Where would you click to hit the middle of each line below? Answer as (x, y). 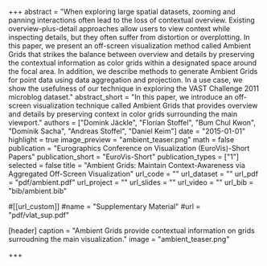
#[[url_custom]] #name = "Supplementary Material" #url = (105, 207)
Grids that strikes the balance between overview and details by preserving (131, 54)
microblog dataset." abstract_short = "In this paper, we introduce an (121, 97)
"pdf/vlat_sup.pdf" (39, 215)
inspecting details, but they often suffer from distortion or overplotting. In (129, 37)
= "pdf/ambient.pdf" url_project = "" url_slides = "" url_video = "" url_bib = (131, 182)
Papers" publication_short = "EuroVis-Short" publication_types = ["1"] (124, 157)
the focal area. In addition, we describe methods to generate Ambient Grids (133, 71)
